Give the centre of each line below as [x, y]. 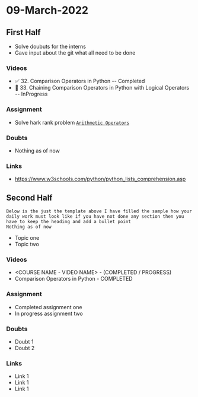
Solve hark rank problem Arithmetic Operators [72, 122]
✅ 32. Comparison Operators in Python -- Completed [80, 81]
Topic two [27, 244]
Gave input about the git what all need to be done [75, 53]
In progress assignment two [49, 313]
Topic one [27, 238]
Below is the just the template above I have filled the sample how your [99, 211]
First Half [23, 32]
